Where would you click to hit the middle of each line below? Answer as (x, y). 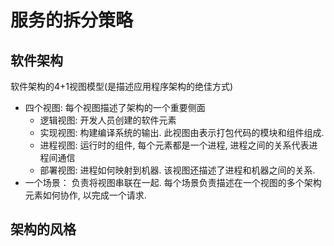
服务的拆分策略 (72, 20)
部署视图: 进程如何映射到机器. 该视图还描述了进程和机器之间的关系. (177, 170)
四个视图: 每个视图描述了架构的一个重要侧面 (115, 107)
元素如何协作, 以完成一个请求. (85, 195)
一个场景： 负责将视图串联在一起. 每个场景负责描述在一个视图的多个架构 (173, 182)
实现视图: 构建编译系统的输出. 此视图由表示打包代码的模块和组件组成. (182, 132)
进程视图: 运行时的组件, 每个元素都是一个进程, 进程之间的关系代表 (174, 145)
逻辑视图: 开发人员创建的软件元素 (108, 120)
